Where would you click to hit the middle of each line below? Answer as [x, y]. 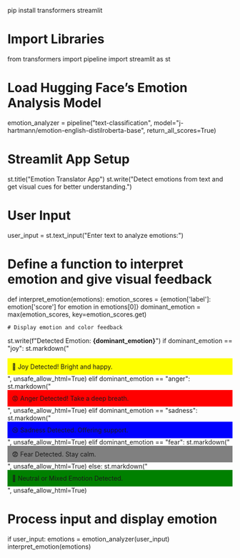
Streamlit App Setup [69, 159]
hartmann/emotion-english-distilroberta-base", [76, 130]
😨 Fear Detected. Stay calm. [54, 454]
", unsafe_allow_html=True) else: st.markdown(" [77, 466]
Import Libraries [56, 39]
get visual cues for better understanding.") [70, 186]
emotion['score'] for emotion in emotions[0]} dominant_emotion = [104, 307]
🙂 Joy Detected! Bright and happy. [62, 367]
